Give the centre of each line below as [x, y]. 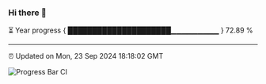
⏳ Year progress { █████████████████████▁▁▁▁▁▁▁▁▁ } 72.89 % [131, 30]
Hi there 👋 [28, 13]
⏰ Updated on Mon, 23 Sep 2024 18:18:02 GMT [86, 56]
